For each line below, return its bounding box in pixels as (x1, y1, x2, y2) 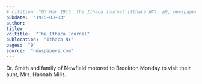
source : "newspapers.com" (6, 48, 74, 54)
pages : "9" (6, 43, 36, 49)
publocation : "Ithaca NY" (6, 37, 74, 43)
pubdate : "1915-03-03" (6, 14, 66, 20)
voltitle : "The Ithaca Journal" (6, 31, 90, 37)
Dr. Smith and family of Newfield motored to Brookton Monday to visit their (6, 64, 191, 71)
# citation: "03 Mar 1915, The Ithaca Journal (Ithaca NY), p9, (6, 8, 171, 15)
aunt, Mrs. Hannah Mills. (6, 70, 67, 78)
